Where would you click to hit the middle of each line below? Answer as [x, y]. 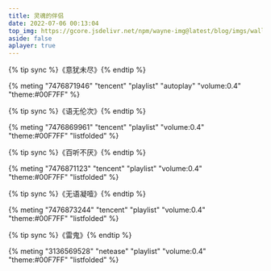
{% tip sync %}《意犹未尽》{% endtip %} [77, 70]
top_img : [23, 31]
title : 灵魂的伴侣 [36, 16]
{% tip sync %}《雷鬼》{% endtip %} [70, 236]
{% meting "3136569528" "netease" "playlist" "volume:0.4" [108, 252]
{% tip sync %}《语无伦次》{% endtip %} [77, 111]
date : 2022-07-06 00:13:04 [54, 23]
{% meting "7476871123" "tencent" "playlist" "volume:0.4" [106, 169]
